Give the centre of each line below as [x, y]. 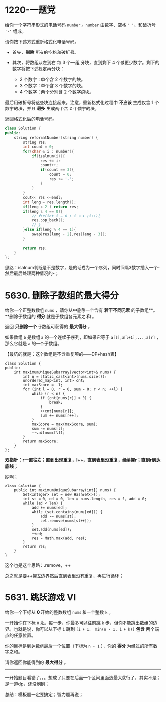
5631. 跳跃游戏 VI [41, 598]
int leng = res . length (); [50, 202]
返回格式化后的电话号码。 [31, 119]
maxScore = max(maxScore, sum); [65, 424]
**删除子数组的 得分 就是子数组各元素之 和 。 [51, 316]
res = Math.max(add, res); [59, 538]
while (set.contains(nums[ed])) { [67, 512]
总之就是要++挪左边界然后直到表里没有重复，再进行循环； [64, 576]
